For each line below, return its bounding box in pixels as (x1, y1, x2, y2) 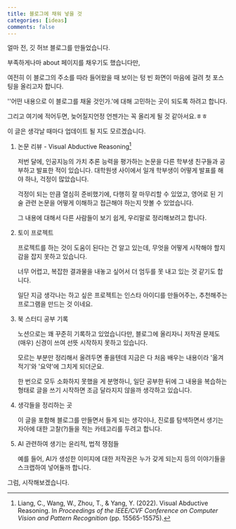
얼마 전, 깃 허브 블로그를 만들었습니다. (7, 44, 110, 52)
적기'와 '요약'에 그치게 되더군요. (17, 362, 104, 371)
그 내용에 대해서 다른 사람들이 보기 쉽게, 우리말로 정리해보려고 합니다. (17, 214, 207, 222)
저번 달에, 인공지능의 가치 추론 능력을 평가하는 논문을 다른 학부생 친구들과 (17, 158, 218, 166)
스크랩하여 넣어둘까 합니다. (17, 464, 91, 472)
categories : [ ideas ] (7, 17, 68, 24)
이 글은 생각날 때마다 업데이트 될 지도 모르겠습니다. (7, 127, 146, 136)
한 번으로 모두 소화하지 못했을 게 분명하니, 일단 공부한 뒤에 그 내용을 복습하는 (17, 377, 228, 385)
